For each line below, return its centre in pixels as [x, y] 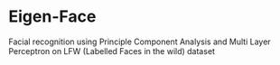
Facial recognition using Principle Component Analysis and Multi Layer [140, 42]
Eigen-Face [52, 17]
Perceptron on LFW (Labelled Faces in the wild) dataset [112, 51]
